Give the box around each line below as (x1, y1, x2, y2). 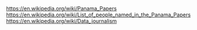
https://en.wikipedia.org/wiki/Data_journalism (6, 18, 117, 24)
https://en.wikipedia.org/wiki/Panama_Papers (6, 5, 117, 12)
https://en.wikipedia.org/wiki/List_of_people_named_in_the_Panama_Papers (6, 11, 191, 18)
